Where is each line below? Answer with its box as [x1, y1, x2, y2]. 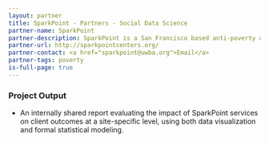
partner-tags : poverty [8, 57, 84, 65]
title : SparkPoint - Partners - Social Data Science [8, 19, 188, 27]
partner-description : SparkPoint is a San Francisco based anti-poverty [8, 34, 256, 42]
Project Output [8, 89, 66, 101]
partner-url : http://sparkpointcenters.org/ [8, 41, 159, 49]
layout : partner [8, 11, 62, 20]
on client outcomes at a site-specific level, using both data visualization [19, 116, 256, 126]
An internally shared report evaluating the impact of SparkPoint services [19, 108, 259, 118]
